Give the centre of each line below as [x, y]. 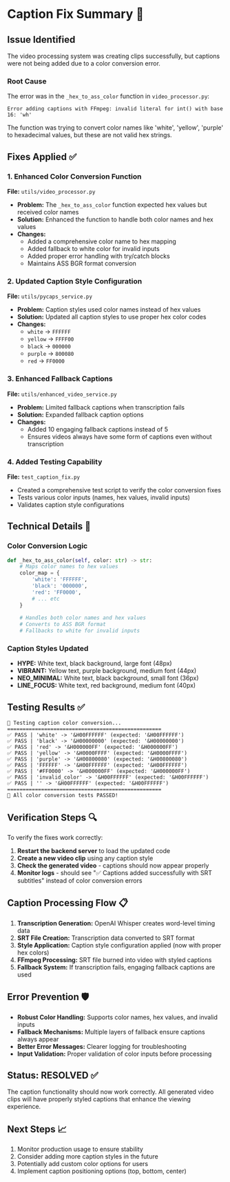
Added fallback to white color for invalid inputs [93, 248]
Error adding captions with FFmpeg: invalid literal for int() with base [115, 109]
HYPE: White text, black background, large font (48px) [94, 663]
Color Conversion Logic [48, 546]
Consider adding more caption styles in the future [87, 1156]
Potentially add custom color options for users [83, 1164]
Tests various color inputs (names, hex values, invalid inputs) [104, 497]
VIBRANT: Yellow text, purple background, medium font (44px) [107, 671]
